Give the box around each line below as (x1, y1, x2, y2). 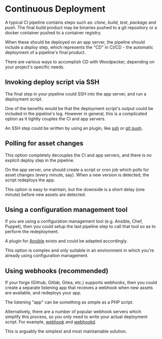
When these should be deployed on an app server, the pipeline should (5, 39, 145, 45)
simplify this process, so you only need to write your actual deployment (5, 314, 148, 320)
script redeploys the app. (5, 177, 55, 183)
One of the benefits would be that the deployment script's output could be (5, 105, 154, 111)
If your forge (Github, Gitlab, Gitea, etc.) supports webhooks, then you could (5, 280, 157, 286)
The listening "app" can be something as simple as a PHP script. (5, 299, 134, 305)
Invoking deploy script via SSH (5, 78, 99, 86)
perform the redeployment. (5, 229, 59, 235)
